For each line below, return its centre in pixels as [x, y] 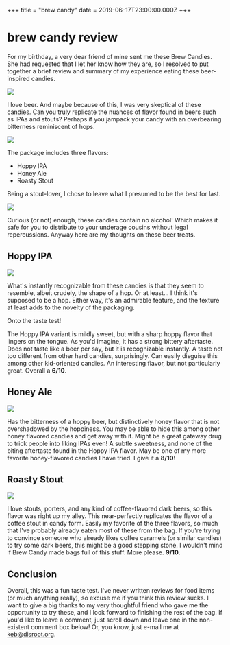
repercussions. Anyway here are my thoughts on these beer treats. [101, 234]
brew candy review [63, 38]
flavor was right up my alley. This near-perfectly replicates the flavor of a [110, 516]
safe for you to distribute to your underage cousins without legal [98, 227]
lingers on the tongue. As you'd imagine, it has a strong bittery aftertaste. [110, 341]
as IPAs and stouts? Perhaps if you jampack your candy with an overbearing [114, 119]
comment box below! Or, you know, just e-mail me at [105, 627]
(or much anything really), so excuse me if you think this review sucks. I [108, 598]
